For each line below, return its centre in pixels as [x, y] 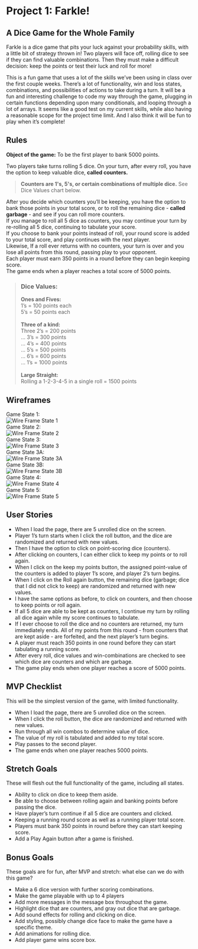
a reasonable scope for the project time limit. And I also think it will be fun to [99, 115]
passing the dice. [36, 807]
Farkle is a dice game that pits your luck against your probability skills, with [98, 47]
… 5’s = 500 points [43, 350]
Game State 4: [24, 477]
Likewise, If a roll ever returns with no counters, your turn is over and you [95, 246]
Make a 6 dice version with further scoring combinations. [84, 890]
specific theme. [34, 928]
